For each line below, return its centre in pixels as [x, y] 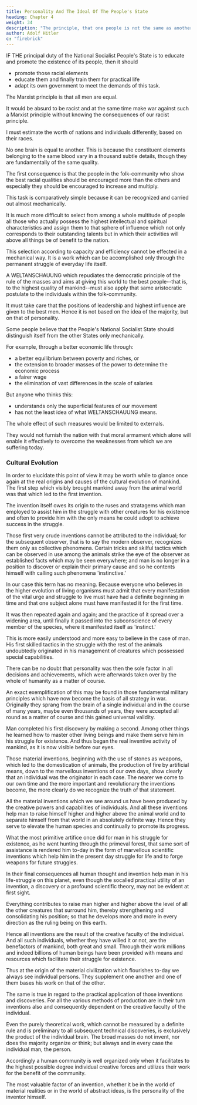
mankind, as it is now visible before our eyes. [60, 747]
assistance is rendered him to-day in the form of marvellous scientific [90, 850]
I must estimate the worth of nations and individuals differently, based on [94, 132]
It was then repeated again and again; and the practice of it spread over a [95, 615]
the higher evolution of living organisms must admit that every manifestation [98, 591]
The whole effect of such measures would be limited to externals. [85, 424]
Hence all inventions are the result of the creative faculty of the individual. [95, 934]
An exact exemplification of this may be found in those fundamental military [97, 692]
